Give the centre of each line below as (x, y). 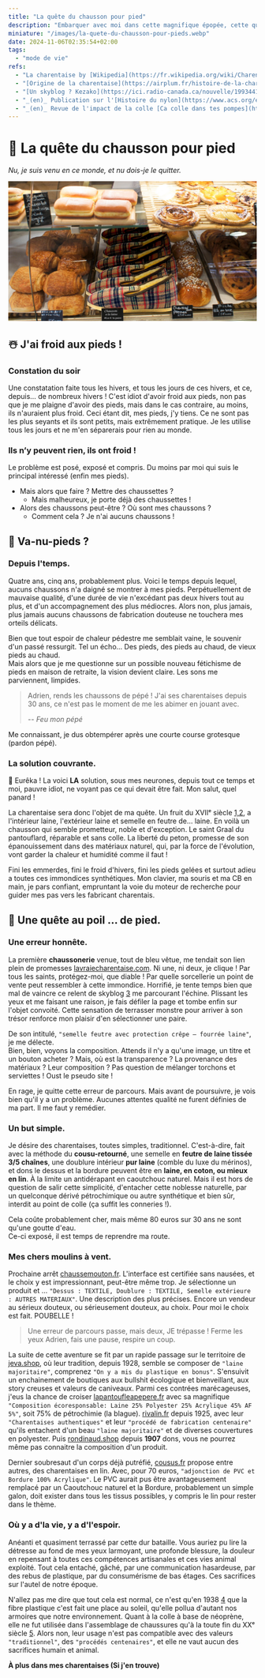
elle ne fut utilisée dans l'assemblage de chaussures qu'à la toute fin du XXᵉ (132, 1624)
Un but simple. (37, 1128)
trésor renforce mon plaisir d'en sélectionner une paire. (98, 1018)
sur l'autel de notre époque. (53, 1584)
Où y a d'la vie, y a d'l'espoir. (64, 1525)
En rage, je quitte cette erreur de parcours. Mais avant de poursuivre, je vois (132, 1091)
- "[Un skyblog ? (44, 92)
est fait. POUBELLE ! (41, 1316)
